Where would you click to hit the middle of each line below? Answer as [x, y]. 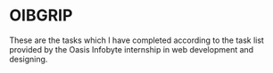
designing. [29, 59]
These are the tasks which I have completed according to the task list [137, 40]
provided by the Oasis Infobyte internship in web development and [132, 49]
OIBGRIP [41, 16]
